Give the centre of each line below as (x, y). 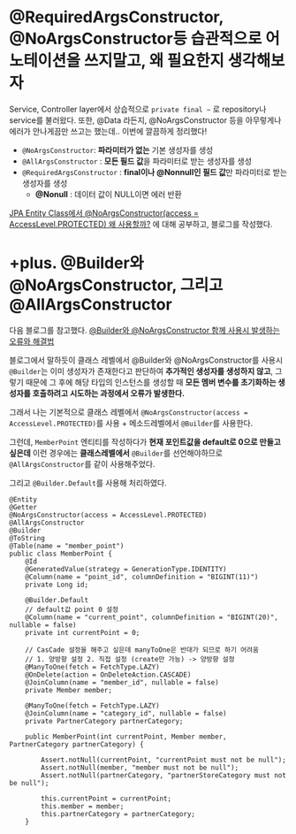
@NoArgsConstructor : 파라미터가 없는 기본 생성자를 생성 (118, 149)
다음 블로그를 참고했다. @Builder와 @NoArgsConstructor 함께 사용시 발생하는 (145, 330)
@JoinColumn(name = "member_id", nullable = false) (122, 682)
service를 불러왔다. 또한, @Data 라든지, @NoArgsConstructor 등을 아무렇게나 (145, 120)
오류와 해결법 (32, 341)
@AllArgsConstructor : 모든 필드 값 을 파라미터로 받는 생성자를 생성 (137, 161)
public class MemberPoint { (61, 554)
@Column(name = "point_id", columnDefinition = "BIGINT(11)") (142, 577)
